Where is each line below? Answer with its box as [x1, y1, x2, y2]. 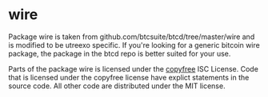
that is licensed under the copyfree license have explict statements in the [8, 72, 250, 82]
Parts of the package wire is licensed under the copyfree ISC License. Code [8, 64, 258, 73]
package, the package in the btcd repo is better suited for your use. [8, 48, 231, 58]
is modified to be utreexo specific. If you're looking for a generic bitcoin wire [8, 40, 260, 49]
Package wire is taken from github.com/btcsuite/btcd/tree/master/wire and [8, 32, 255, 41]
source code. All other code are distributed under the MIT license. [8, 81, 226, 91]
